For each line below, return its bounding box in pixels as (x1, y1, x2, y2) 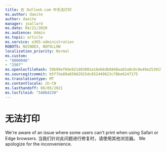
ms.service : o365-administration (5, 40, 74, 45)
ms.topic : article (5, 35, 43, 40)
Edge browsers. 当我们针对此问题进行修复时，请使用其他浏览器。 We (5, 136, 146, 142)
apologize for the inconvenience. (5, 141, 72, 147)
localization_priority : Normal (5, 49, 70, 53)
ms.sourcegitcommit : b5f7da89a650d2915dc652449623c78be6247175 (5, 72, 138, 77)
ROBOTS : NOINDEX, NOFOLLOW (5, 44, 61, 49)
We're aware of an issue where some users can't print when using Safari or (5, 130, 159, 136)
